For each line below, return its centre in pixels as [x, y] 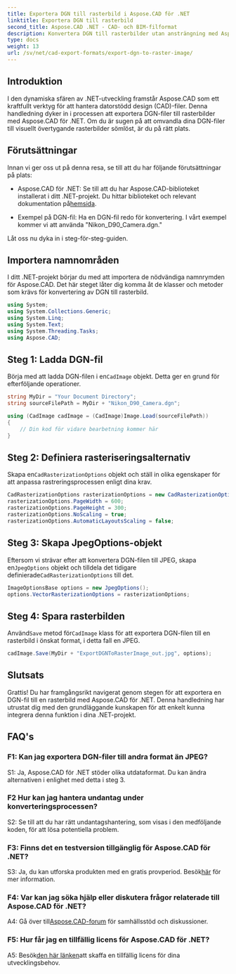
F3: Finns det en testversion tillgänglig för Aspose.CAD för [109, 847]
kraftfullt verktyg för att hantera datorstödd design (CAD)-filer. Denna [107, 105]
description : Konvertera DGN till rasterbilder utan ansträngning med [113, 33]
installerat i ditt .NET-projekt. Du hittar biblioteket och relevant [107, 196]
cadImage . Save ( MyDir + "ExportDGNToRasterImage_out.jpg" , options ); [110, 654]
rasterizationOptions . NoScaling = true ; [67, 515]
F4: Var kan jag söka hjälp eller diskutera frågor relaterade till [113, 897]
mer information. [31, 879]
